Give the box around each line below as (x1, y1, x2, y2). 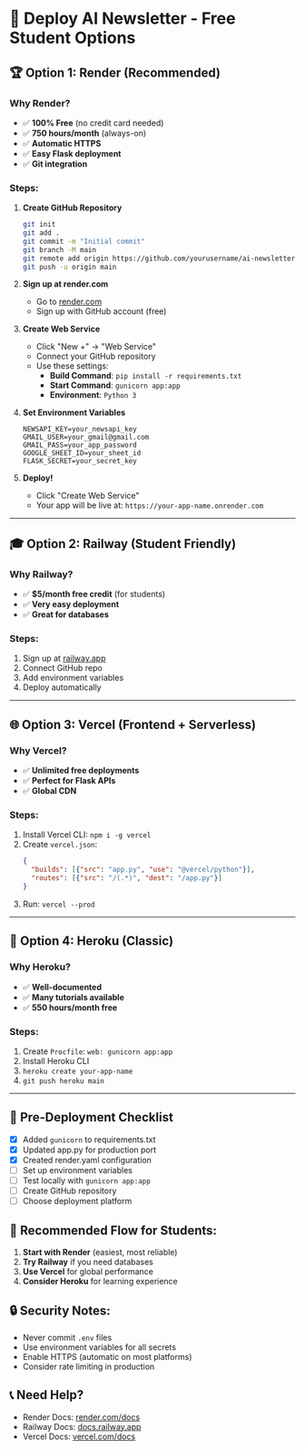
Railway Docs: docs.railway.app (22, 1421, 142, 1432)
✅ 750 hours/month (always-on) (22, 127, 147, 138)
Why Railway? (9, 568, 74, 581)
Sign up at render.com (22, 279, 109, 289)
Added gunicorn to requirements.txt (22, 1133, 156, 1145)
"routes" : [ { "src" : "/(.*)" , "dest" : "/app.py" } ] (31, 874, 222, 883)
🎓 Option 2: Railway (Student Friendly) (9, 536, 237, 552)
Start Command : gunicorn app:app (49, 380, 181, 390)
